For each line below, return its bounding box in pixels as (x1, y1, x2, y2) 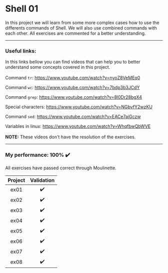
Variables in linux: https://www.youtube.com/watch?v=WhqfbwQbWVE (5, 123, 151, 129)
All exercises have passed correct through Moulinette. (5, 165, 116, 171)
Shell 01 (5, 3, 38, 15)
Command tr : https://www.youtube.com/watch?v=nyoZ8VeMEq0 (5, 75, 140, 81)
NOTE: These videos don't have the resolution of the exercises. (5, 134, 136, 140)
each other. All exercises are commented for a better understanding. (5, 30, 146, 36)
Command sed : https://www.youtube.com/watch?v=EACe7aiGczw (5, 114, 141, 120)
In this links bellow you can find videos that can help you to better (5, 59, 141, 65)
